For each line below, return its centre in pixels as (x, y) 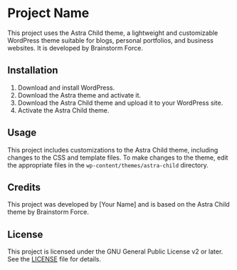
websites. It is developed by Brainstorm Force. (75, 48)
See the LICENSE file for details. (54, 259)
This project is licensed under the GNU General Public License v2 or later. (115, 251)
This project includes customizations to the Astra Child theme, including (113, 150)
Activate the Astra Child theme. (63, 110)
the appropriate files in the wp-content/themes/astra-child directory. (108, 165)
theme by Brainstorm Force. (48, 212)
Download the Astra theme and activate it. (79, 95)
